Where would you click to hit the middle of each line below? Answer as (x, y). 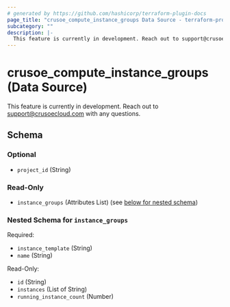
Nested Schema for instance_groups (68, 220)
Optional (22, 155)
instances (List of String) (52, 289)
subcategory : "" (30, 26)
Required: (21, 235)
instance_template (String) (54, 248)
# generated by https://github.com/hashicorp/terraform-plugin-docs (107, 13)
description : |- (30, 33)
